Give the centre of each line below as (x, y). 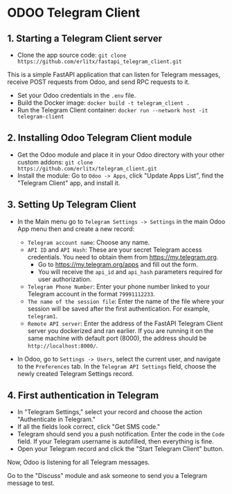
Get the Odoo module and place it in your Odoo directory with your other (121, 155)
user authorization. (65, 279)
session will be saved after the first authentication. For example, (118, 308)
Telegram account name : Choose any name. (89, 242)
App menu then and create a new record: (76, 229)
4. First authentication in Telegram (83, 396)
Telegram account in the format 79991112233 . (91, 293)
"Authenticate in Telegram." (56, 419)
